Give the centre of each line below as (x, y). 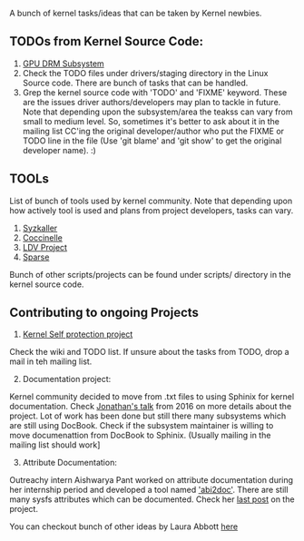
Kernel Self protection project (78, 334)
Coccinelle (43, 237)
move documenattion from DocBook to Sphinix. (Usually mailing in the (140, 436)
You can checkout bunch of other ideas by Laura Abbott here (124, 526)
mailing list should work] (55, 445)
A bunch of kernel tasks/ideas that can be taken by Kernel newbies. (136, 13)
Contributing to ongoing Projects (104, 313)
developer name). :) (59, 150)
